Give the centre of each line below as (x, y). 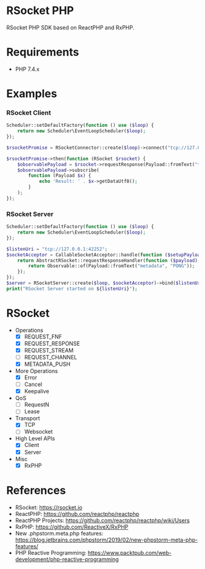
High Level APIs (35, 438)
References (36, 490)
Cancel (33, 384)
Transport (27, 418)
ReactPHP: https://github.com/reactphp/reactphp (77, 514)
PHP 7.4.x (27, 69)
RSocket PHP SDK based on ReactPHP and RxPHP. (70, 27)
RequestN (37, 405)
